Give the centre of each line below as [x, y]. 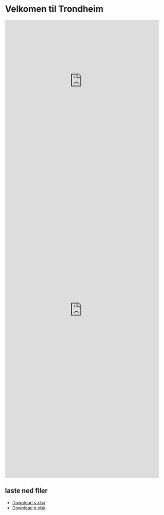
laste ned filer [26, 491]
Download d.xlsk [29, 508]
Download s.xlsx [29, 502]
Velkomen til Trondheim [54, 9]
